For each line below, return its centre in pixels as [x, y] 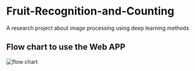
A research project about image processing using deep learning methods [98, 28]
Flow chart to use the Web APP [66, 47]
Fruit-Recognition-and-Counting [90, 11]
